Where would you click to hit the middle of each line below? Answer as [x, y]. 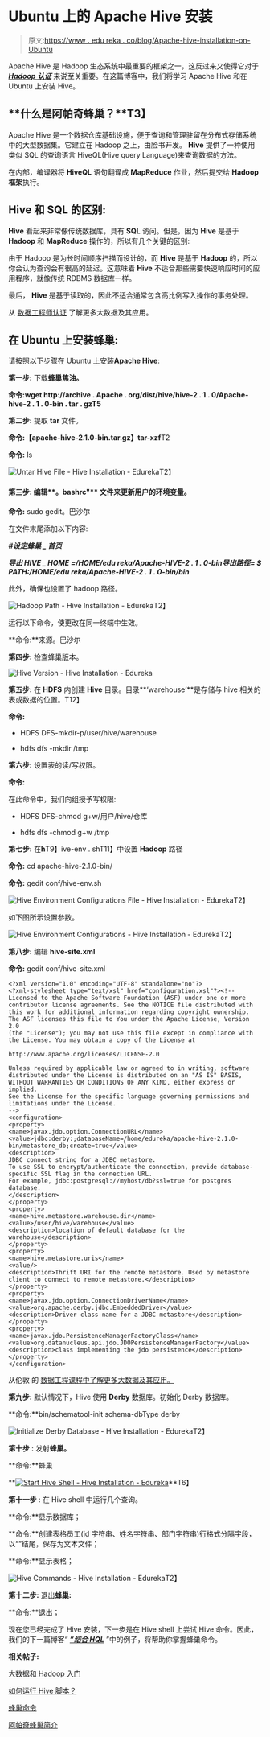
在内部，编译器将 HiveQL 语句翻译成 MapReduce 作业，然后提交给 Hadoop [134, 172]
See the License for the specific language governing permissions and [129, 1096]
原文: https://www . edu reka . [76, 40]
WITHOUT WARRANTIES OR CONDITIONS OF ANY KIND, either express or [122, 1082]
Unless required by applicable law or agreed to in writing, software [129, 1068]
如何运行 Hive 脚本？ [43, 1690]
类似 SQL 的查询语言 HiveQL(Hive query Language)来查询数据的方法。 [125, 154]
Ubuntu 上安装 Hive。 [44, 86]
